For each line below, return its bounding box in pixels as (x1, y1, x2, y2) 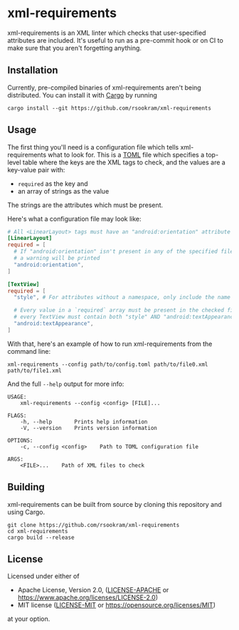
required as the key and (17, 179, 88, 188)
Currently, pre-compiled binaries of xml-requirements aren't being (7, 83, 201, 92)
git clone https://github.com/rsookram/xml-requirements (7, 521, 180, 528)
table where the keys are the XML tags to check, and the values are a (22, 158, 225, 167)
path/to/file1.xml (7, 367, 62, 374)
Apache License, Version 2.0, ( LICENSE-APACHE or (17, 586, 169, 594)
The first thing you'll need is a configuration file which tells (7, 142, 179, 151)
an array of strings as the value (17, 187, 110, 195)
